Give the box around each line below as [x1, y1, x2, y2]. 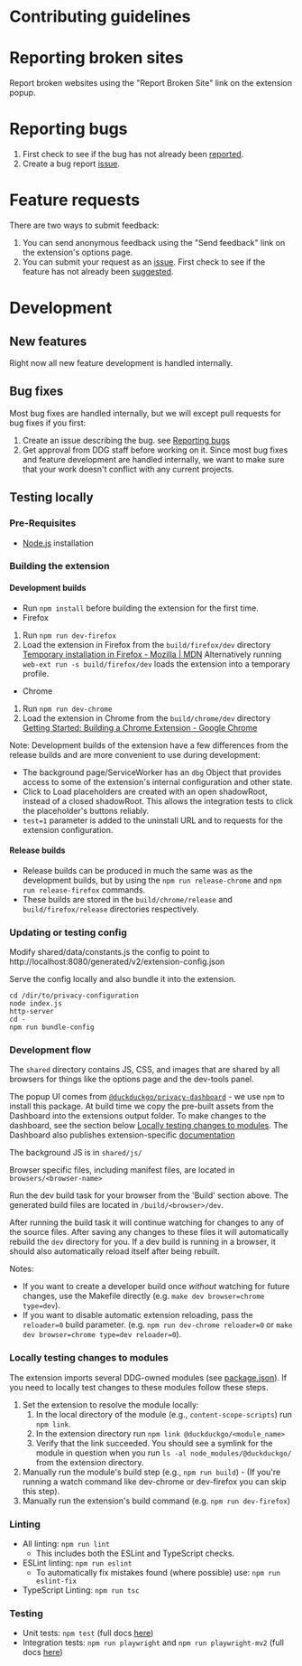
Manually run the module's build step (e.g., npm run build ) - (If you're [22, 1466, 281, 1477]
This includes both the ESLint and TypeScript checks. [35, 1548, 235, 1559]
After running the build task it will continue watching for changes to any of [9, 1217, 284, 1228]
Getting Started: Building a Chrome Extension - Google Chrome [22, 722, 258, 733]
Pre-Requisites [9, 517, 77, 529]
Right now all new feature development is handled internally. [9, 358, 233, 368]
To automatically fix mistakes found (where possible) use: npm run [35, 1568, 281, 1578]
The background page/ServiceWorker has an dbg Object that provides [22, 766, 282, 778]
